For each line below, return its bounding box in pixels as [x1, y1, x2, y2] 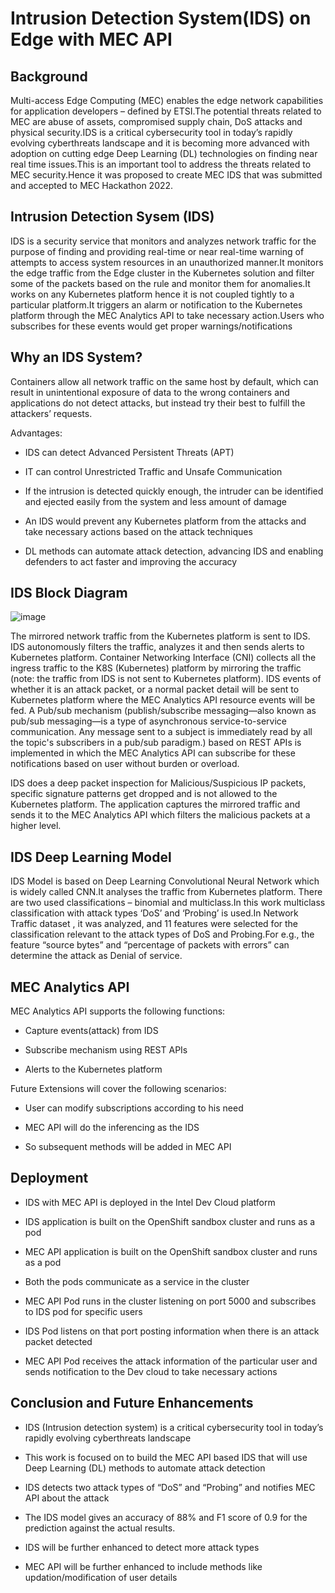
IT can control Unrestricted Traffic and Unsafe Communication [24, 465, 283, 477]
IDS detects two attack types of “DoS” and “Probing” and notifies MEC [24, 1481, 316, 1493]
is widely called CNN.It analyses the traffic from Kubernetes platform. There [10, 886, 323, 898]
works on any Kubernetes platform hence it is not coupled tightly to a [10, 288, 295, 300]
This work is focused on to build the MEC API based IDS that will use [24, 1451, 308, 1463]
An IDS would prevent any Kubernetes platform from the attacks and [24, 515, 307, 527]
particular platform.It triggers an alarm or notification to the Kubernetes [10, 298, 303, 311]
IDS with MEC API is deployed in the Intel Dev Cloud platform [24, 1196, 276, 1208]
